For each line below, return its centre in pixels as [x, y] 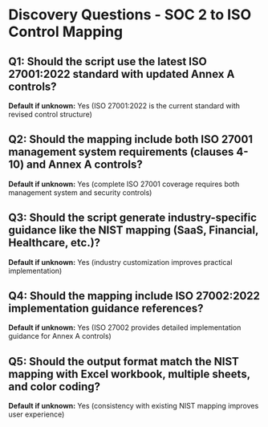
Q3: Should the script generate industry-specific [133, 218]
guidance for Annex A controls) [60, 336]
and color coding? [55, 386]
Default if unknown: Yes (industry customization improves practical [120, 262]
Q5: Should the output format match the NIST [124, 362]
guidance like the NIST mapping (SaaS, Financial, [134, 230]
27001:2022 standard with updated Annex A [122, 74]
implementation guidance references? [106, 309]
